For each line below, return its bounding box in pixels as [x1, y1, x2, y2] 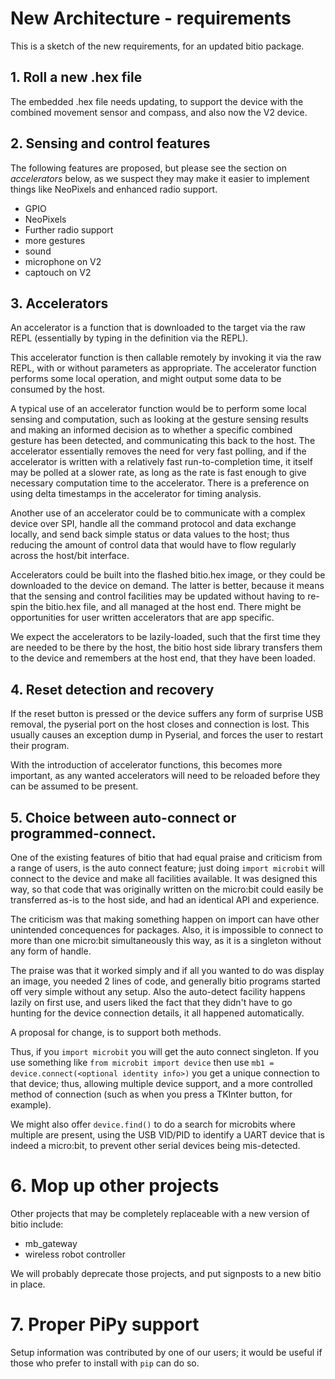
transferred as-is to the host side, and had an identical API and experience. [10, 894, 320, 906]
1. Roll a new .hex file [10, 69, 143, 86]
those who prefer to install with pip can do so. [10, 1357, 200, 1369]
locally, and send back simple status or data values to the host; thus [10, 528, 290, 541]
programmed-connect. [10, 825, 157, 842]
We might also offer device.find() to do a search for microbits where [10, 1118, 296, 1130]
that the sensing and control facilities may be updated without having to [10, 590, 306, 602]
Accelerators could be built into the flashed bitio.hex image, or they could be [10, 569, 326, 581]
